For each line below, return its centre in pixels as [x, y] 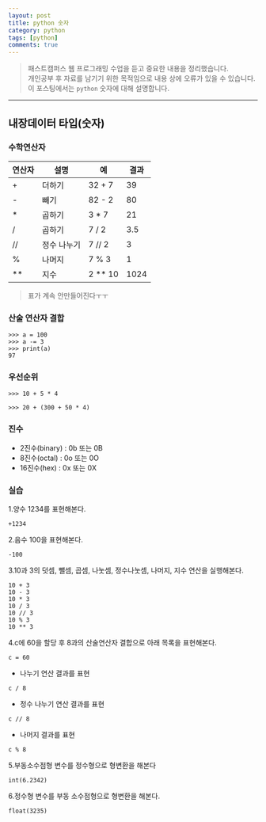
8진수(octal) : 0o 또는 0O [59, 458]
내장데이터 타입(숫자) [57, 123]
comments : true [33, 45]
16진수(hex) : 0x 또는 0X [58, 467]
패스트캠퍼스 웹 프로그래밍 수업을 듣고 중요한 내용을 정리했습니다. [128, 69]
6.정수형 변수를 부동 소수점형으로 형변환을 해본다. [84, 796]
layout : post [30, 15]
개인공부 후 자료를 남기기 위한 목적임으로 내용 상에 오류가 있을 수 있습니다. [141, 78]
